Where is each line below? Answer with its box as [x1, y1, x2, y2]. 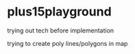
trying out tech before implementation [7, 26, 114, 34]
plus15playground [7, 4, 112, 20]
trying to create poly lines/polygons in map [7, 39, 128, 47]
